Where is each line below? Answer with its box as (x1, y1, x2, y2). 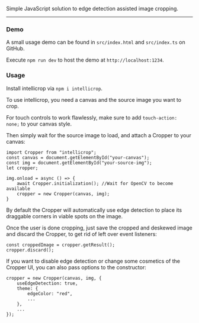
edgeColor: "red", (27, 290, 73, 296)
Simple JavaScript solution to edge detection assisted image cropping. (6, 5, 179, 12)
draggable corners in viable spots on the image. (6, 212, 123, 219)
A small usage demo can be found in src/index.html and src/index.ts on (6, 38, 185, 46)
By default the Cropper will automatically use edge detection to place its (6, 206, 182, 214)
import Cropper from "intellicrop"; (6, 149, 97, 156)
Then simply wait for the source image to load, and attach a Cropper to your (6, 131, 191, 138)
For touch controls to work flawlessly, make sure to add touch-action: (6, 114, 178, 121)
